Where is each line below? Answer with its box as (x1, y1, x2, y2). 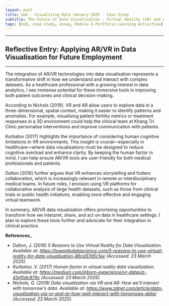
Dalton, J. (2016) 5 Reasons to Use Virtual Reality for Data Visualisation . (12, 242, 162, 248)
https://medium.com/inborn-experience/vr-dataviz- (39, 269, 147, 275)
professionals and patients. (5, 160, 61, 167)
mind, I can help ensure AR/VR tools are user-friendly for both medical (5, 155, 151, 161)
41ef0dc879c (12, 275, 40, 281)
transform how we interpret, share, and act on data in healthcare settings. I (5, 212, 160, 218)
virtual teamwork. (5, 197, 42, 203)
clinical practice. (5, 223, 39, 229)
